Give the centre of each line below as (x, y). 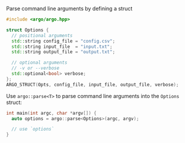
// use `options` (33, 129)
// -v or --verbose (36, 68)
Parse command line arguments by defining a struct (69, 9)
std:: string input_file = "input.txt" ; (62, 47)
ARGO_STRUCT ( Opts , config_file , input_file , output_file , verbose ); (92, 84)
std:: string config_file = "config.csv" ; (63, 41)
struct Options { (28, 30)
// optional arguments (39, 63)
